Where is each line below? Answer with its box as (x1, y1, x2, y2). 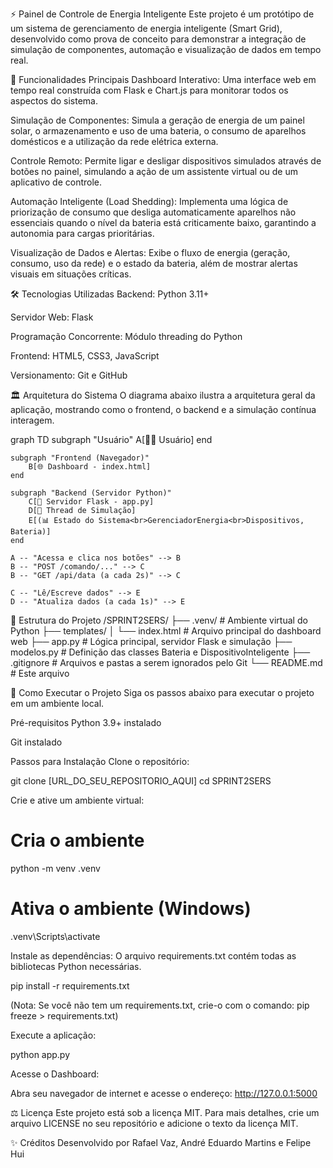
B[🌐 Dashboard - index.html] (28, 462, 152, 472)
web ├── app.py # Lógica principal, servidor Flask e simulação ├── (10, 636, 293, 647)
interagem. (10, 414, 55, 426)
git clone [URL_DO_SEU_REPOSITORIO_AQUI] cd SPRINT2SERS (10, 775, 272, 787)
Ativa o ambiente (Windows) (10, 898, 252, 920)
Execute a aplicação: (10, 1029, 97, 1041)
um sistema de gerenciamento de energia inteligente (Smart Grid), (10, 23, 283, 34)
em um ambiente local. (10, 698, 105, 709)
